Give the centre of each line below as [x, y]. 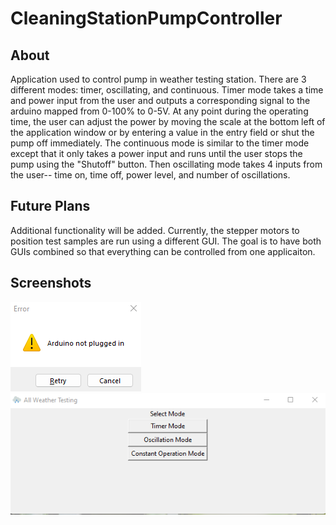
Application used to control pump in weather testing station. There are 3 [158, 79]
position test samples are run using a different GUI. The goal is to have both [166, 241]
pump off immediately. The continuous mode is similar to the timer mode [160, 143]
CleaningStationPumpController [146, 18]
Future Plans [50, 206]
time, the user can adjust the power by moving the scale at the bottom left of [168, 121]
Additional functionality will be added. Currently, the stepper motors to [155, 230]
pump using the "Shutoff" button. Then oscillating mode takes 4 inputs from [166, 164]
